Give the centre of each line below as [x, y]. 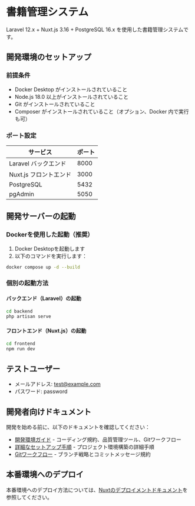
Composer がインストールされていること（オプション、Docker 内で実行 [102, 111]
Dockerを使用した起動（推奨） [50, 235]
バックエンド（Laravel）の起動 [44, 298]
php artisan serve [29, 317]
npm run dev [21, 349]
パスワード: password [41, 391]
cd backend [19, 311]
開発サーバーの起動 [41, 216]
